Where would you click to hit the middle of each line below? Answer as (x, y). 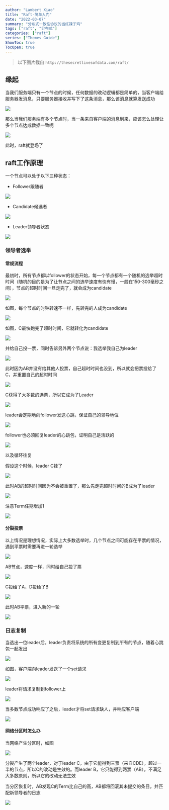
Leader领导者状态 (31, 227)
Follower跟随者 (28, 187)
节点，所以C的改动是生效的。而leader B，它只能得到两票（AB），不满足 (88, 769)
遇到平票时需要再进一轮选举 (34, 547)
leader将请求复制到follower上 (36, 689)
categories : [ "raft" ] (28, 33)
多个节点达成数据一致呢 (29, 125)
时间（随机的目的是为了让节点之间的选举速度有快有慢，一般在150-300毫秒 (82, 282)
